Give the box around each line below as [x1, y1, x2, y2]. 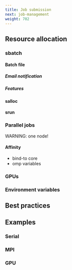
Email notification [5, 73, 43, 79]
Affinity [5, 144, 21, 150]
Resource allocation [5, 35, 68, 43]
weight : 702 [5, 16, 29, 21]
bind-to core [12, 155, 38, 161]
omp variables [12, 160, 41, 166]
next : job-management [5, 12, 49, 17]
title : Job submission [5, 7, 51, 12]
